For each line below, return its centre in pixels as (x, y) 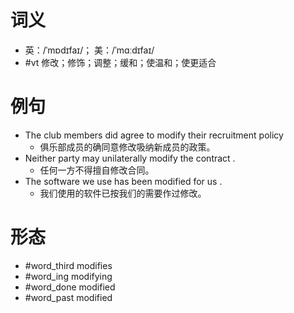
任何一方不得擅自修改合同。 (97, 170)
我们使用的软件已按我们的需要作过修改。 (123, 193)
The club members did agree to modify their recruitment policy (154, 135)
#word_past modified (68, 297)
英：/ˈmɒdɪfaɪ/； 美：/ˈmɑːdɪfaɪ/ (89, 50)
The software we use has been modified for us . (123, 181)
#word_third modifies (68, 265)
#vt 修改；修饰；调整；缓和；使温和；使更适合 (120, 62)
